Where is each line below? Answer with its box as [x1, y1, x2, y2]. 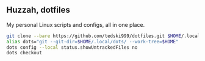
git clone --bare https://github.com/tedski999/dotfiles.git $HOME [6, 33, 182, 39]
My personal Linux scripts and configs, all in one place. [6, 21, 145, 28]
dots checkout [6, 50, 43, 56]
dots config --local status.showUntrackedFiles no [6, 44, 138, 51]
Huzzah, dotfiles [6, 5, 70, 15]
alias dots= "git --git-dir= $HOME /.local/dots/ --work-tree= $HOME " [6, 38, 179, 45]
